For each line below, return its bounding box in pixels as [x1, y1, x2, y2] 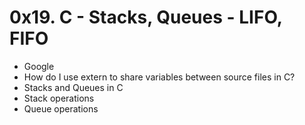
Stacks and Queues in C [23, 81, 124, 93]
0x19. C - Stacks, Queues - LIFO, [9, 6, 283, 29]
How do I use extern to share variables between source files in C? [23, 71, 296, 83]
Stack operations [23, 92, 95, 104]
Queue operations [23, 102, 99, 115]
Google [23, 60, 55, 72]
